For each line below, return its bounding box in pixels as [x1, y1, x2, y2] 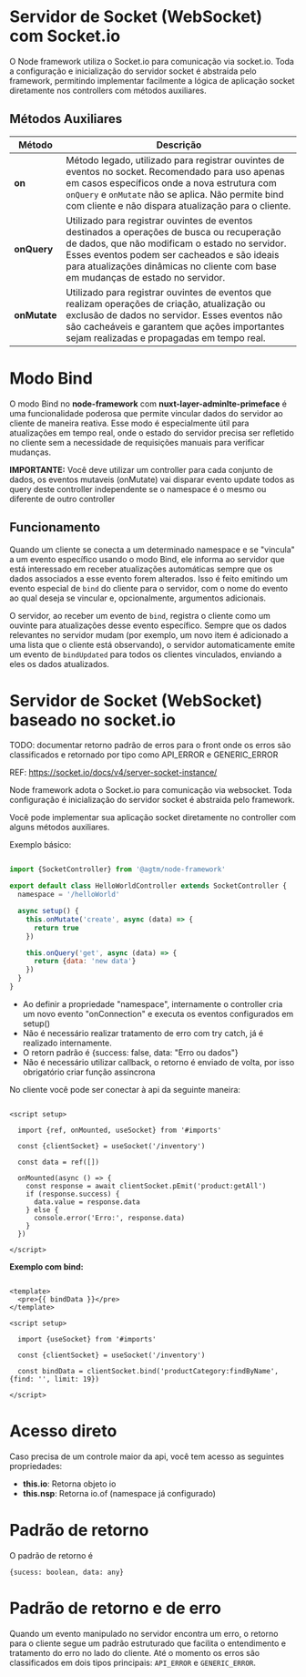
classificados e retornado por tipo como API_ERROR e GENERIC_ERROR [9, 749, 279, 760]
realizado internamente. [22, 1037, 112, 1048]
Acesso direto [9, 1421, 117, 1442]
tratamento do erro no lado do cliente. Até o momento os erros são [9, 1647, 260, 1658]
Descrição [156, 139, 202, 151]
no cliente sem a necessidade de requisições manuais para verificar [9, 437, 265, 448]
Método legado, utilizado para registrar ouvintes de [66, 153, 285, 166]
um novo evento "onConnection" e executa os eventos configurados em [22, 1008, 294, 1019]
